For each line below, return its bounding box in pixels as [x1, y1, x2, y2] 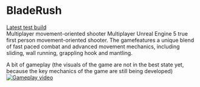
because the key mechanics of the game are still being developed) [6, 67, 173, 74]
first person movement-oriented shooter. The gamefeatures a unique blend [6, 36, 195, 43]
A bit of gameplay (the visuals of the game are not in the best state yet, [6, 61, 184, 68]
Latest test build [6, 24, 47, 31]
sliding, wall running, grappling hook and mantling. [6, 49, 133, 56]
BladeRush [6, 4, 62, 18]
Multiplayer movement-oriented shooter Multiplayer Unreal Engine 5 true [6, 30, 188, 37]
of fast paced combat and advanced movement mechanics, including [6, 43, 181, 50]
